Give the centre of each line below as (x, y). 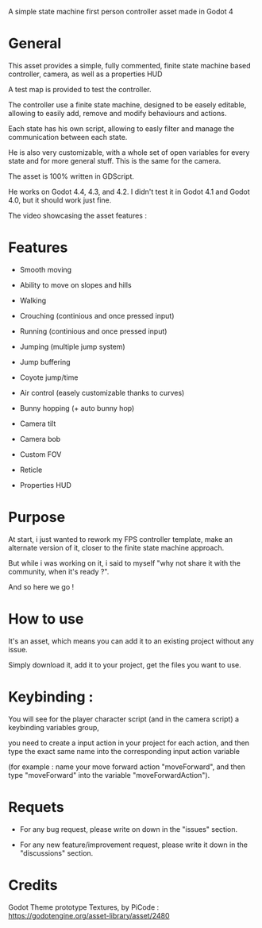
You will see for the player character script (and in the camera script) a (124, 719)
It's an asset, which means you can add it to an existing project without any (131, 641)
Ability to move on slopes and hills (76, 284)
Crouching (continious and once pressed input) (97, 315)
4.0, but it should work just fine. (60, 200)
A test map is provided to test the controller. (80, 89)
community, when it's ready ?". (59, 571)
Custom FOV (40, 454)
